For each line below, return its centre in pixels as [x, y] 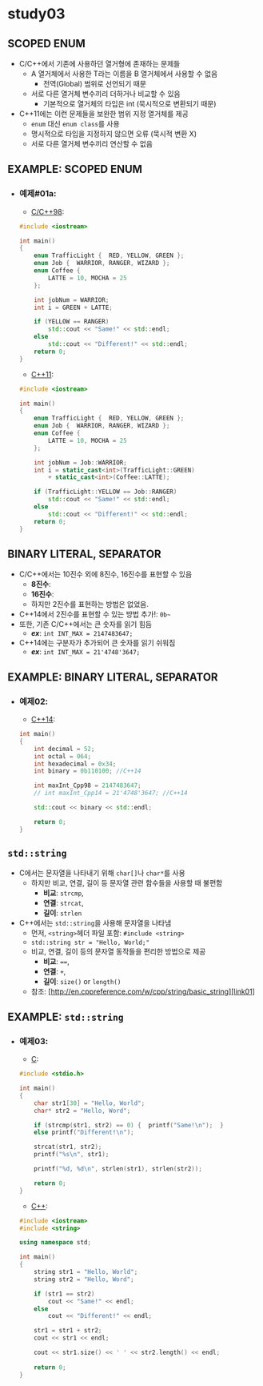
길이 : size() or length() [82, 981]
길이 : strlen [62, 913]
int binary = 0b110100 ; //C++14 [88, 771]
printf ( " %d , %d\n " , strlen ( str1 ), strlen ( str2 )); [118, 1169]
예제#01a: [38, 194]
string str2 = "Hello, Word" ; [84, 1279]
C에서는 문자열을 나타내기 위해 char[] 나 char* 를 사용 [102, 873]
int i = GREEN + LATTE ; [73, 307]
